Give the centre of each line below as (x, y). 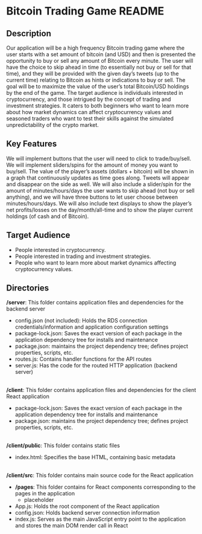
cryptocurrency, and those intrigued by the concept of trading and (89, 99)
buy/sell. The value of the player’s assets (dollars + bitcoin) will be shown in (100, 171)
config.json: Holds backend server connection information (87, 513)
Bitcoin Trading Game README (85, 11)
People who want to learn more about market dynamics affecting (96, 262)
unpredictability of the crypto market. (53, 125)
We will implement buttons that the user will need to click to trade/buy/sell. (99, 158)
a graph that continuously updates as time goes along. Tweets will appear (98, 178)
